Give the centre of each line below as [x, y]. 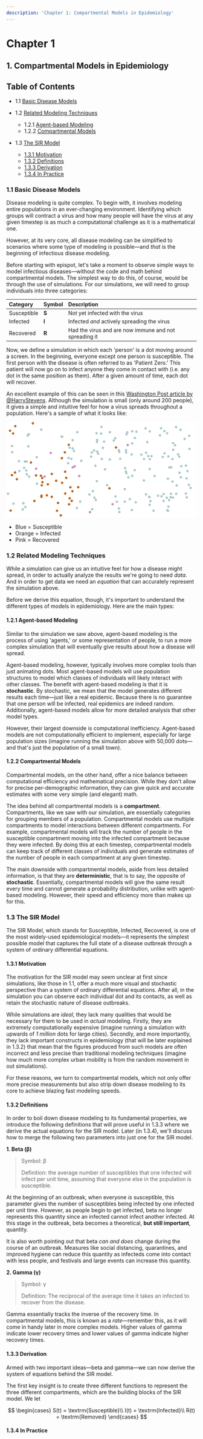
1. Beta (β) [19, 1149]
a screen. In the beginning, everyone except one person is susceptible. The [100, 356]
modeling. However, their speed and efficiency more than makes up [107, 895]
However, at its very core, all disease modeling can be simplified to [89, 240]
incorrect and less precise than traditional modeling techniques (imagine [96, 1053]
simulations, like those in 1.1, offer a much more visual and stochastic [92, 983]
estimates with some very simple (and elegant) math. [72, 794]
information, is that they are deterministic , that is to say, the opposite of [96, 875]
